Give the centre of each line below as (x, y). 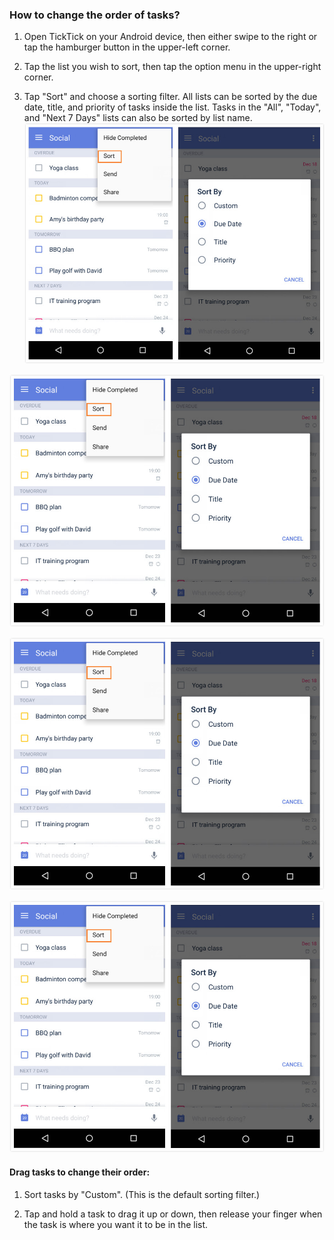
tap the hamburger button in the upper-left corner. (127, 47)
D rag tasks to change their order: (80, 1172)
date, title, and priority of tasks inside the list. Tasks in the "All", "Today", (172, 107)
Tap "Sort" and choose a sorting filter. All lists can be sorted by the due (170, 97)
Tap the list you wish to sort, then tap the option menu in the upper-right (172, 67)
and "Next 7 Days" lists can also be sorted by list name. (138, 118)
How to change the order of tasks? (95, 15)
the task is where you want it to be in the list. (116, 1224)
